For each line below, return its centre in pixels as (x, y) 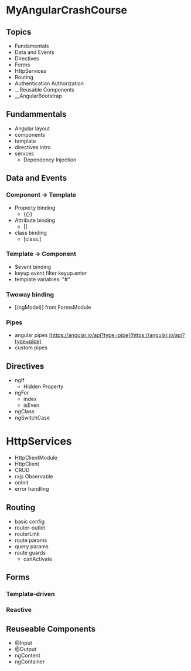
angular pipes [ (33, 335)
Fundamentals (32, 46)
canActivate (38, 559)
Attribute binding (35, 220)
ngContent (28, 655)
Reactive (19, 610)
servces (24, 153)
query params (31, 546)
